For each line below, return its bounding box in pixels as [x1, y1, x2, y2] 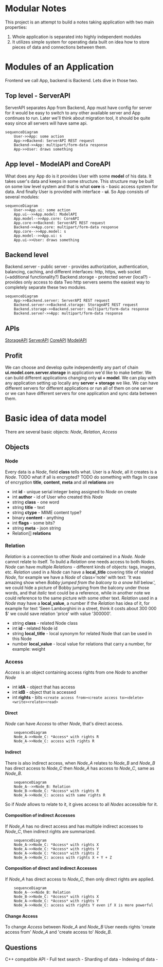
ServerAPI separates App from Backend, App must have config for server [5, 105, 152, 110]
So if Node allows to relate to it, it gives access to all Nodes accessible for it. [5, 801, 158, 807]
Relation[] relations [12, 530, 51, 536]
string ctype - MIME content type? [12, 509, 82, 515]
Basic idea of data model [5, 413, 107, 424]
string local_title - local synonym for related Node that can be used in [12, 630, 152, 636]
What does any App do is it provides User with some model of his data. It [5, 173, 152, 179]
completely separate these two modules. [5, 285, 87, 290]
